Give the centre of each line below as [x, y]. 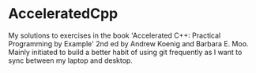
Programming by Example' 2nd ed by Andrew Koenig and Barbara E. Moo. [128, 43]
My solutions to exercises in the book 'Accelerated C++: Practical [115, 35]
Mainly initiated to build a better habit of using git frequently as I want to [125, 52]
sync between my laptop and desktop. [70, 60]
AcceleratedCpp [63, 14]
